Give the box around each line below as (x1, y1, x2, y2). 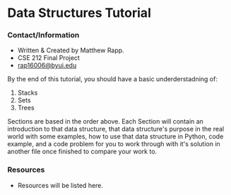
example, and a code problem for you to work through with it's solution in (7, 140, 220, 148)
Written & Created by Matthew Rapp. (17, 46, 125, 54)
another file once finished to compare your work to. (7, 147, 158, 156)
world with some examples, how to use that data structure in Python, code (7, 132, 224, 141)
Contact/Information (7, 30, 80, 40)
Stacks (17, 88, 38, 97)
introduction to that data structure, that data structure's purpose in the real (7, 125, 225, 134)
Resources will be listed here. (17, 181, 104, 189)
